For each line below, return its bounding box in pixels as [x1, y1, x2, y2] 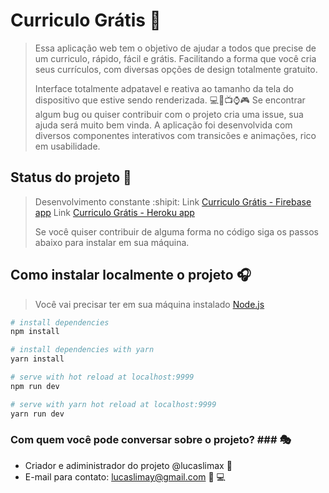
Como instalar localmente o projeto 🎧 [10, 267, 252, 284]
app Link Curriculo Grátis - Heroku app [34, 206, 195, 218]
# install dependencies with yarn [10, 345, 155, 355]
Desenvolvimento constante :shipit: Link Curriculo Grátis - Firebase [34, 195, 312, 208]
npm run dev [10, 381, 60, 391]
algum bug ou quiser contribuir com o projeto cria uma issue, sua [34, 108, 304, 120]
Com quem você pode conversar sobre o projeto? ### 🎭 [10, 433, 292, 447]
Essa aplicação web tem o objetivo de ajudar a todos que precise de [34, 42, 317, 54]
